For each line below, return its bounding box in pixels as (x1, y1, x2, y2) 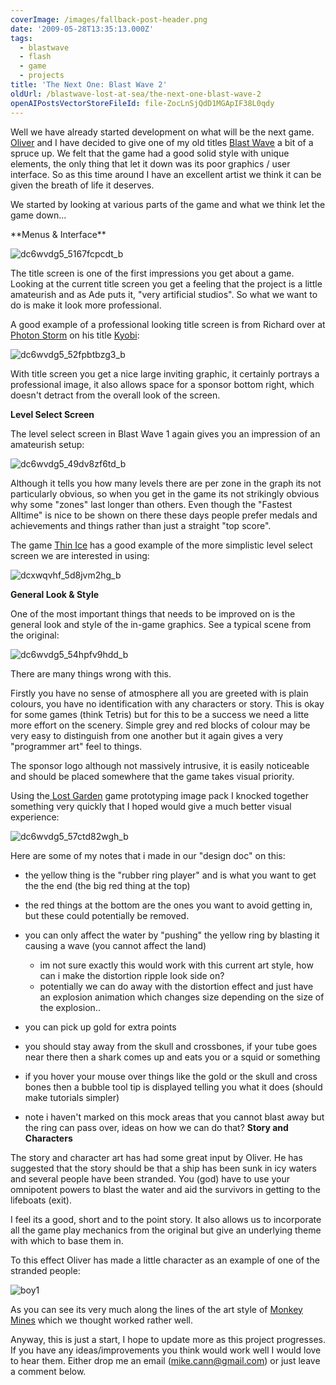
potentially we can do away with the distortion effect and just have (39, 980, 314, 992)
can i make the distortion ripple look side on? (39, 969, 225, 981)
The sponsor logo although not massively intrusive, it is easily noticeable (10, 759, 310, 771)
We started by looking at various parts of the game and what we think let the (10, 198, 326, 210)
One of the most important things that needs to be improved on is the (10, 607, 296, 620)
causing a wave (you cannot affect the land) (24, 939, 207, 951)
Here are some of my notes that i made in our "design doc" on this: (10, 849, 286, 861)
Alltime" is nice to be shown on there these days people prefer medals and (10, 509, 318, 521)
